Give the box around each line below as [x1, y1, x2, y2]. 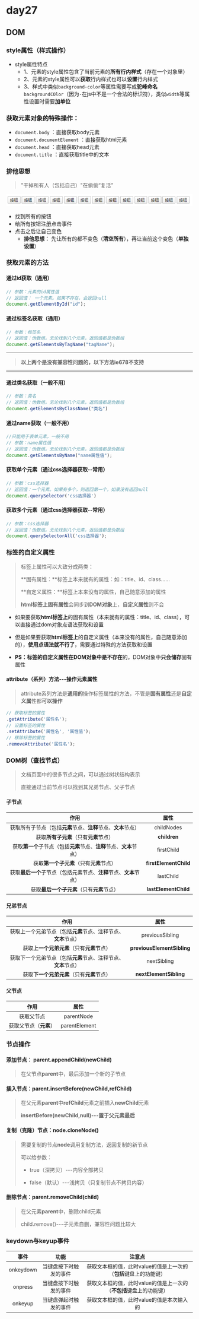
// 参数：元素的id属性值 [6, 288, 59, 294]
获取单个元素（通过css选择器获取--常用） [6, 466, 108, 473]
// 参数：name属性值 [6, 440, 52, 446]
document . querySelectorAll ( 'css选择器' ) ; [6, 533, 107, 539]
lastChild [157, 872, 179, 879]
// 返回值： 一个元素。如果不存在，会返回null [6, 295, 107, 301]
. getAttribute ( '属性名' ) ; [6, 716, 68, 722]
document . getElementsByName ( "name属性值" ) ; [6, 452, 113, 458]
